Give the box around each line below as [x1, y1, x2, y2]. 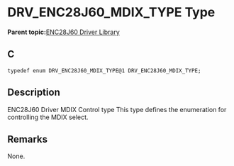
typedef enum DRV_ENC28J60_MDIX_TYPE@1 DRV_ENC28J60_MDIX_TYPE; [7, 67, 201, 74]
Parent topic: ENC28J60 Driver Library [7, 28, 121, 36]
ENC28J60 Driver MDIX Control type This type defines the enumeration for [7, 105, 227, 114]
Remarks [7, 133, 48, 145]
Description [7, 87, 60, 99]
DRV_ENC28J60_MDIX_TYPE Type [7, 4, 216, 21]
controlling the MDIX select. [7, 113, 89, 121]
